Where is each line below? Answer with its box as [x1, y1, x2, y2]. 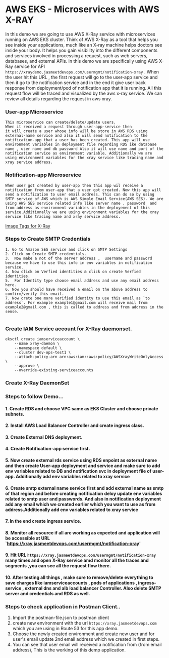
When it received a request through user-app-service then [5, 124, 132, 130]
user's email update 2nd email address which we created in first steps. [12, 636, 160, 642]
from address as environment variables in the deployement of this [5, 205, 150, 210]
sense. [5, 309, 19, 314]
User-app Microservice [5, 108, 64, 115]
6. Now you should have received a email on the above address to [5, 287, 148, 292]
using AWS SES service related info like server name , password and [5, 201, 157, 206]
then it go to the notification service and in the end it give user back [5, 80, 146, 86]
